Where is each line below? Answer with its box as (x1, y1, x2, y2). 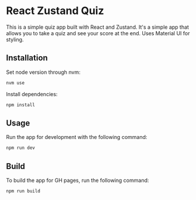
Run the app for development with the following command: (6, 134, 147, 141)
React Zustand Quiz (6, 4, 104, 18)
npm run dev (6, 145, 35, 151)
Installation (6, 53, 48, 63)
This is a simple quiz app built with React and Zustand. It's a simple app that (6, 23, 189, 30)
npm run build (6, 188, 41, 194)
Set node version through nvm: (6, 69, 81, 76)
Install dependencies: (6, 90, 58, 97)
